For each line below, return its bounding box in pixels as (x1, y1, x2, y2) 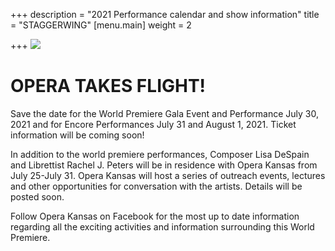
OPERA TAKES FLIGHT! (10, 75, 207, 98)
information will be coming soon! (10, 129, 145, 141)
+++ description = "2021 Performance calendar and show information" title (10, 9, 320, 20)
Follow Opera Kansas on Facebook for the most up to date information (10, 210, 300, 222)
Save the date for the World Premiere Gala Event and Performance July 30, (10, 107, 320, 119)
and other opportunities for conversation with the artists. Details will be (10, 180, 303, 192)
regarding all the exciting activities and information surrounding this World (10, 220, 315, 233)
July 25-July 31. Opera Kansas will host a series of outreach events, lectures (10, 169, 326, 181)
